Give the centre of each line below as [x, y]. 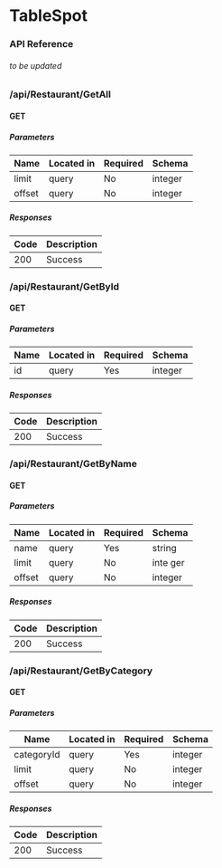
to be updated [36, 65]
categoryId [37, 755]
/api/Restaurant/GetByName [74, 464]
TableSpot [49, 16]
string [165, 548]
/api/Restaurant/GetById [65, 286]
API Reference [42, 44]
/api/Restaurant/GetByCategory [81, 671]
